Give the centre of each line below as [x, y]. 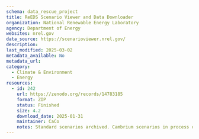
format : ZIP [31, 99]
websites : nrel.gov [30, 34]
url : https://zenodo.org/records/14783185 [70, 94]
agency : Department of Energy [44, 28]
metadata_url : [24, 61]
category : [18, 67]
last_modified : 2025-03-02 [39, 50]
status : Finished [38, 105]
